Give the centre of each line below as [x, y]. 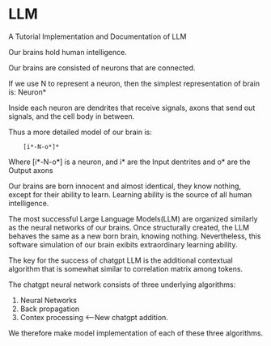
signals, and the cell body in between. [72, 116]
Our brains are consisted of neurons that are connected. [102, 68]
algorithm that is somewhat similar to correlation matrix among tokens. [126, 268]
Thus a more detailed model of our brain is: [80, 132]
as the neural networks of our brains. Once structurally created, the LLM [129, 227]
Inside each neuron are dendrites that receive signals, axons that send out [132, 108]
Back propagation [50, 309]
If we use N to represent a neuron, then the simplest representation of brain [134, 83]
